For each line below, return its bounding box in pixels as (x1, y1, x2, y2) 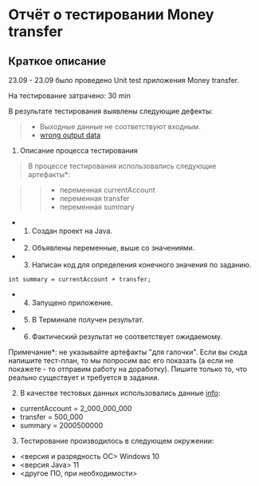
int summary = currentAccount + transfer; (8, 275, 151, 283)
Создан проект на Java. (31, 226, 113, 235)
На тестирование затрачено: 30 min (8, 91, 131, 101)
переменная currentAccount (59, 185, 155, 195)
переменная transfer (59, 194, 130, 203)
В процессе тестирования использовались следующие (27, 161, 217, 171)
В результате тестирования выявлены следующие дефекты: (8, 106, 214, 116)
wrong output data (39, 130, 101, 140)
